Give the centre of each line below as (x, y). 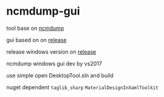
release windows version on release (51, 52)
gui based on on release (36, 40)
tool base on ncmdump (35, 28)
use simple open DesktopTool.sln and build (60, 75)
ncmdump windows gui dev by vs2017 (54, 63)
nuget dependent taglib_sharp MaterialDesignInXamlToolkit (83, 87)
